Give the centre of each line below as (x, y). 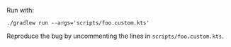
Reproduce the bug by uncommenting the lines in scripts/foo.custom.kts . (115, 36)
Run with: (21, 10)
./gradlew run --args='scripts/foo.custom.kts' (78, 23)
